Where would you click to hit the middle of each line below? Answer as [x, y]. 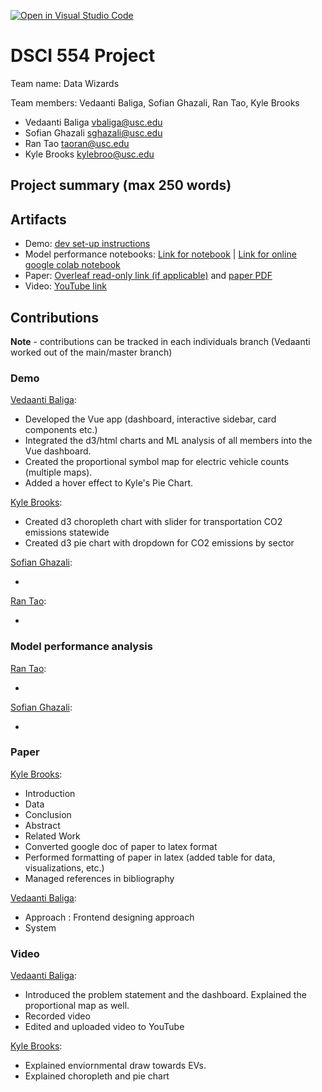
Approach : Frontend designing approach [109, 917]
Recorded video [57, 1016]
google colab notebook [72, 265]
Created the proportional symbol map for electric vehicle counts [157, 462]
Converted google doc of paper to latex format [121, 846]
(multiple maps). [58, 472]
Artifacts [38, 219]
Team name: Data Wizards [65, 83]
